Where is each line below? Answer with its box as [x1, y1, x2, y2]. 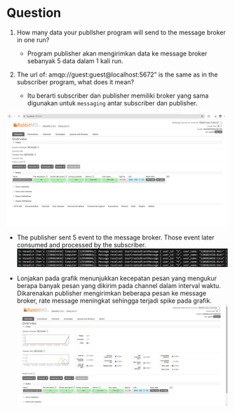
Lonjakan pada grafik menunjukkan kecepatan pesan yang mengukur [16, 274, 217, 282]
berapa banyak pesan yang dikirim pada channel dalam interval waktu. [16, 281, 222, 289]
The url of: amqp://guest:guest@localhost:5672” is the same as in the [16, 70, 218, 79]
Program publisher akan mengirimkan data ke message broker [27, 49, 208, 58]
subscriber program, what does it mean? [16, 77, 135, 86]
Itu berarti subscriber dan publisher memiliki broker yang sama [27, 91, 209, 100]
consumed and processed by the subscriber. [16, 240, 147, 249]
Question [6, 5, 61, 21]
